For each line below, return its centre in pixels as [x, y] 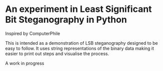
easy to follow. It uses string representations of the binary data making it [79, 48]
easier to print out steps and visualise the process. [57, 54]
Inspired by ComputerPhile [33, 33]
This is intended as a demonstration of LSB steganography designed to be [82, 43]
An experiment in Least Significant [78, 9]
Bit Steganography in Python [66, 20]
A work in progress [25, 63]
